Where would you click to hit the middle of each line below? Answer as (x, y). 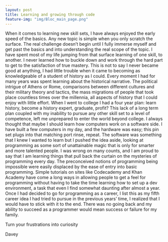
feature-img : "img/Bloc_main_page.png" (47, 19)
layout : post (19, 10)
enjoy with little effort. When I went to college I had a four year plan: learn (81, 103)
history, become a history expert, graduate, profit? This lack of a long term (82, 108)
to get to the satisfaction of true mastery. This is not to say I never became (82, 65)
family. (12, 215)
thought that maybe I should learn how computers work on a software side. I (84, 124)
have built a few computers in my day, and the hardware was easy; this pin (82, 130)
